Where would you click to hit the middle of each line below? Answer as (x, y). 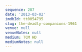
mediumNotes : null (24, 42)
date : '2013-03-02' (25, 14)
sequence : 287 (20, 10)
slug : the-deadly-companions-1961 (41, 24)
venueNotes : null (23, 33)
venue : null (17, 28)
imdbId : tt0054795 (24, 19)
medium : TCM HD (21, 38)
